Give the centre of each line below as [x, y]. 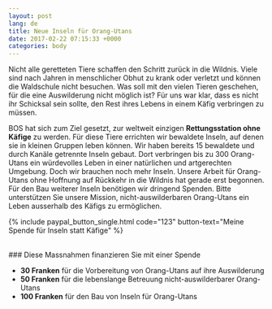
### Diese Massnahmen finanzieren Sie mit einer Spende [105, 255]
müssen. [23, 113]
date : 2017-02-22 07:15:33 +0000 [65, 39]
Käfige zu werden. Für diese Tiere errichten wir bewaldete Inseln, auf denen [136, 137]
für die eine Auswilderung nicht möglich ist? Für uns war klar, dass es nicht [134, 95]
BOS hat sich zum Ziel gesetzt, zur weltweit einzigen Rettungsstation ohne [135, 128]
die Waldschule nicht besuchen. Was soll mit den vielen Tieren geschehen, [134, 87]
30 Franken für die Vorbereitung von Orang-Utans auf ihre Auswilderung [142, 271]
